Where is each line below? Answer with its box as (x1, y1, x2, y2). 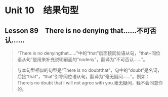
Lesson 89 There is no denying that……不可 (5, 26, 150, 35)
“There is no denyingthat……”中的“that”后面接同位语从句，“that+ (17, 50, 152, 56)
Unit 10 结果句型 (5, 5, 79, 16)
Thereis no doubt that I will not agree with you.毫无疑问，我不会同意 (17, 80, 159, 86)
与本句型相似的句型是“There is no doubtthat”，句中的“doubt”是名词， (17, 67, 162, 73)
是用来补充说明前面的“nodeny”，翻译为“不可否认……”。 (32, 57, 148, 62)
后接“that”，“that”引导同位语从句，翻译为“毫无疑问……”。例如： (17, 74, 150, 79)
